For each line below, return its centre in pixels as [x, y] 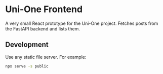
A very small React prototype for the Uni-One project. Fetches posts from [82, 23]
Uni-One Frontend [44, 9]
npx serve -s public [27, 66]
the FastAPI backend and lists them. [43, 28]
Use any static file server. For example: [46, 57]
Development [27, 45]
